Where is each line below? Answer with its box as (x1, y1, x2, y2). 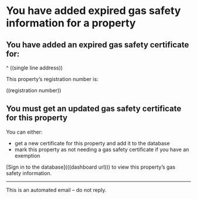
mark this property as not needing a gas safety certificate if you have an (14, 146, 189, 153)
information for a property (6, 16, 136, 30)
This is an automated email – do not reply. (6, 186, 107, 193)
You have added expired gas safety (6, 4, 181, 18)
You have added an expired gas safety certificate (6, 40, 189, 50)
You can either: (6, 128, 43, 135)
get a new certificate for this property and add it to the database (14, 139, 170, 146)
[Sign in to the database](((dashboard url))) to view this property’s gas (6, 163, 176, 170)
